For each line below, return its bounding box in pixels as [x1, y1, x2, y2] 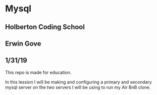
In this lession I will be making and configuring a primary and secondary [5, 79, 152, 85]
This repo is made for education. [5, 69, 72, 75]
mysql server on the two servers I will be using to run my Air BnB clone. [5, 84, 151, 90]
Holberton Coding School [5, 23, 85, 31]
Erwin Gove [5, 39, 42, 47]
